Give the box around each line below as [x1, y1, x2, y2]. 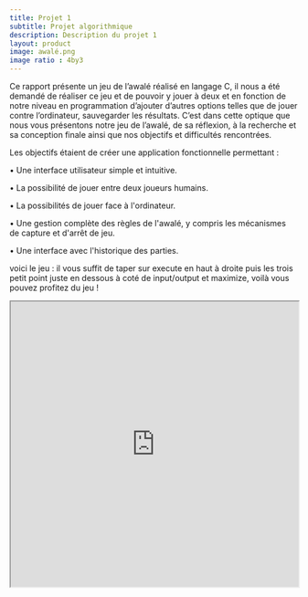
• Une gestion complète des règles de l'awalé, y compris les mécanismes [9, 218, 286, 228]
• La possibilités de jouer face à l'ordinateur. [9, 200, 176, 211]
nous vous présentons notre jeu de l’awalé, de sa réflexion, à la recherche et [9, 120, 297, 131]
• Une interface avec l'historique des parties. [9, 246, 179, 256]
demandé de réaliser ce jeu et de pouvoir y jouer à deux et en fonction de [9, 90, 286, 101]
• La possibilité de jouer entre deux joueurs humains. [9, 183, 208, 193]
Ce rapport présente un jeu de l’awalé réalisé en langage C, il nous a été [9, 81, 281, 91]
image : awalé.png [9, 47, 76, 57]
